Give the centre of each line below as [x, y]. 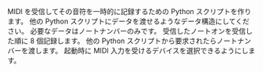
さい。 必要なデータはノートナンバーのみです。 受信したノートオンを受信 [127, 31]
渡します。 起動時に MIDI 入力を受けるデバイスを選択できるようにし [138, 50]
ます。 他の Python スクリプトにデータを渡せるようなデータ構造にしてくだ [129, 21]
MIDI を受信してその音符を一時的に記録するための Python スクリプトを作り [130, 11]
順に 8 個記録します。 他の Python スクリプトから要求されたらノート [126, 41]
